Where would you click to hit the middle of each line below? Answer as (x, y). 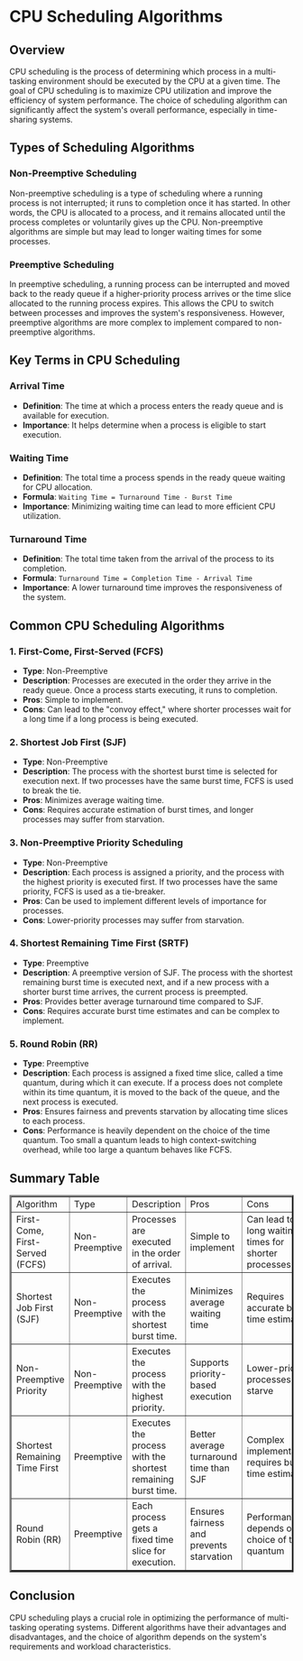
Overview (37, 50)
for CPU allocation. (57, 487)
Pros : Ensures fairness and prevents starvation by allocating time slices (155, 1112)
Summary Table (55, 1178)
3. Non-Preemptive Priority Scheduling (96, 843)
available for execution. (66, 415)
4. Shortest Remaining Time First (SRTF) (99, 943)
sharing (23, 120)
